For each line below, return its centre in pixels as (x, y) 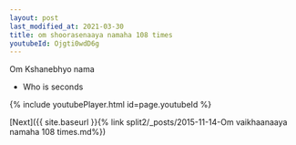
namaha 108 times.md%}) (58, 132)
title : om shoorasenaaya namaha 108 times (91, 35)
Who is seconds (53, 87)
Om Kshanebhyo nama (52, 69)
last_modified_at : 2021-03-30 (67, 26)
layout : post (34, 18)
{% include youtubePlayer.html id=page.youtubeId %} (111, 105)
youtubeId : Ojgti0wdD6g (55, 43)
